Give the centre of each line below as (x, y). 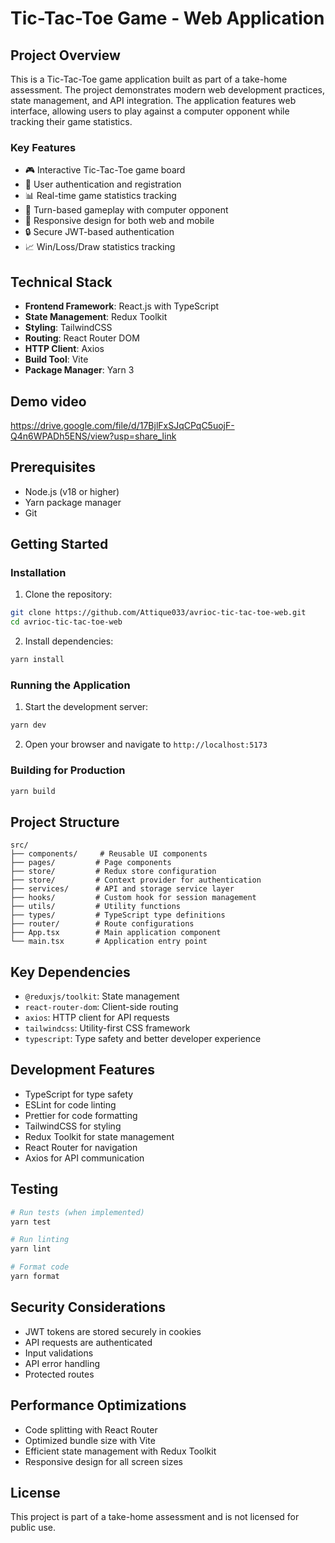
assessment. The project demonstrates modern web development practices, (168, 90)
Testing (34, 1189)
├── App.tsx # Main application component (116, 933)
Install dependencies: (69, 641)
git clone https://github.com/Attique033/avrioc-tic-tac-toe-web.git (158, 613)
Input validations (59, 1353)
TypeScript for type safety (79, 1094)
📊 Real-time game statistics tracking (100, 196)
